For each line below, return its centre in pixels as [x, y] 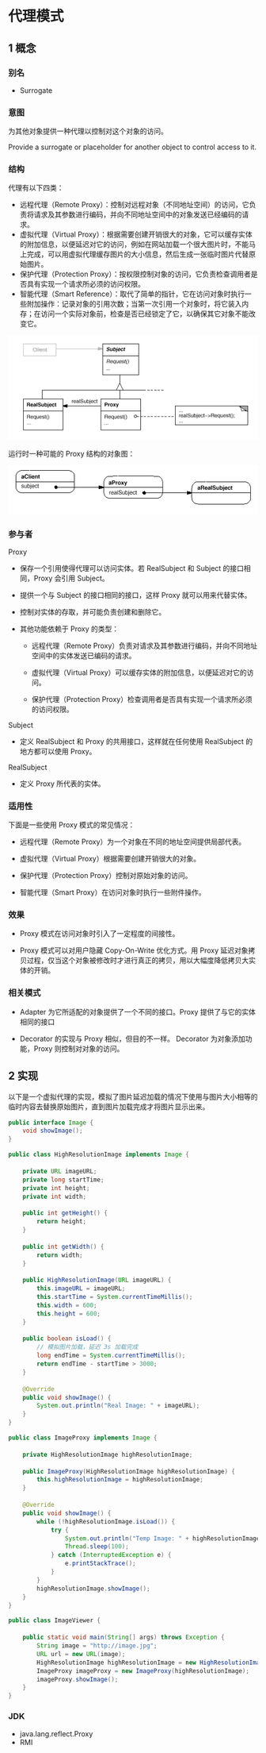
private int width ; [55, 1196]
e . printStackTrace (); [100, 1564]
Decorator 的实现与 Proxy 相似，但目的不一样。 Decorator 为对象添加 [132, 1038]
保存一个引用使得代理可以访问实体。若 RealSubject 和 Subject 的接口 [131, 568]
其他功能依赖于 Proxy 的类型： [69, 629]
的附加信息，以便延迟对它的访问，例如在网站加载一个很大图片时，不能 [134, 245]
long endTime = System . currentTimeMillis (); [111, 1356]
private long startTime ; [63, 1180]
